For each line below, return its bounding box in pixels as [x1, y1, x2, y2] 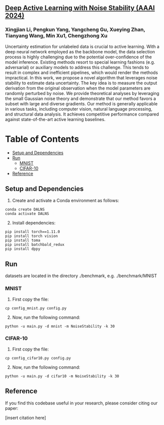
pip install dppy [5, 247, 41, 252]
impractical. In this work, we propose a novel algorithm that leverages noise [5, 74, 158, 80]
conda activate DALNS [5, 212, 49, 216]
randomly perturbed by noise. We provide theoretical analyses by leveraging [5, 90, 160, 96]
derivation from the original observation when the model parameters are [5, 85, 151, 91]
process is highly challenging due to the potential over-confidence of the [5, 54, 152, 60]
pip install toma [5, 238, 41, 243]
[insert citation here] [5, 415, 47, 421]
